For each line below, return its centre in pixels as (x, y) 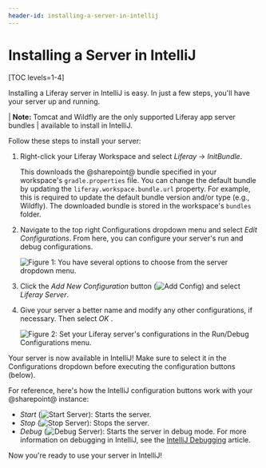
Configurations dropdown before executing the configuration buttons (122, 366)
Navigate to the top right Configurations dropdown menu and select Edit (139, 229)
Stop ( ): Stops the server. (85, 422)
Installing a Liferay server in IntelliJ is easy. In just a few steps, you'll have (129, 93)
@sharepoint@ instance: (49, 399)
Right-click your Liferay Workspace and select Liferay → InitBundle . (131, 156)
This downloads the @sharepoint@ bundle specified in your (118, 172)
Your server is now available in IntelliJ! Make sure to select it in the (117, 358)
